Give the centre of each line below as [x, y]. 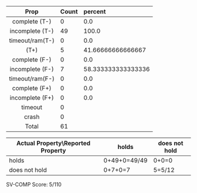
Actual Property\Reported [54, 143]
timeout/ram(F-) [32, 79]
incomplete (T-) [32, 31]
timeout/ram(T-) [32, 40]
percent [95, 11]
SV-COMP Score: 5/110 [34, 184]
